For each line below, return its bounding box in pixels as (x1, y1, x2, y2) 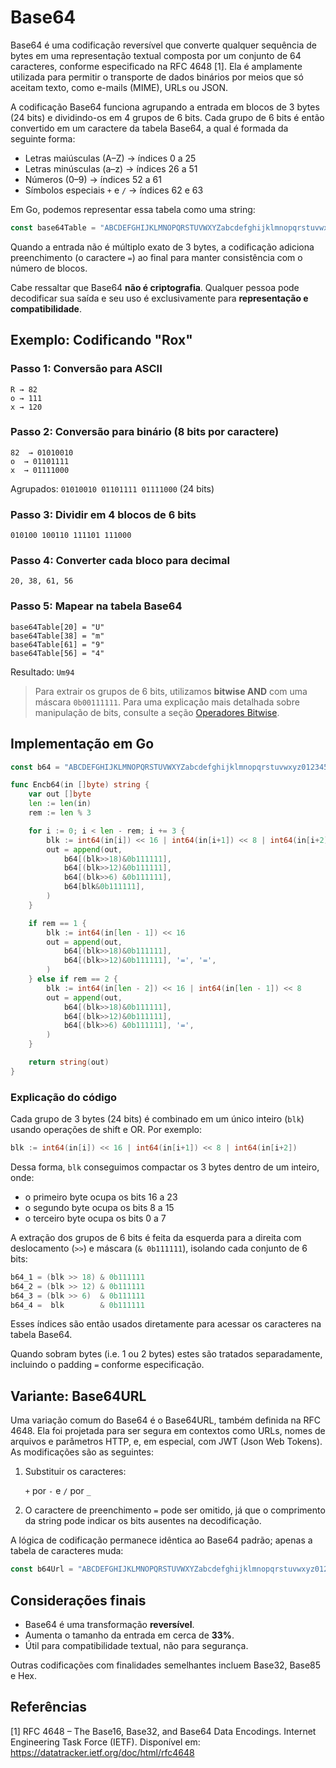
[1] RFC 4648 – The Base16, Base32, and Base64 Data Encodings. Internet (10, 1725, 317, 1737)
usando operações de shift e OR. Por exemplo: (10, 1124, 203, 1136)
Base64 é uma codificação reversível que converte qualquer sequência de (10, 39, 318, 51)
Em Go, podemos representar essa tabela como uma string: (10, 203, 256, 215)
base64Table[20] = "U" (10, 622, 105, 632)
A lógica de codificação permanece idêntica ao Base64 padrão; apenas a (10, 1534, 313, 1546)
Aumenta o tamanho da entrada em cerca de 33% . (24, 1629, 235, 1641)
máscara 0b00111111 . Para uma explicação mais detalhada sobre (34, 696, 300, 708)
